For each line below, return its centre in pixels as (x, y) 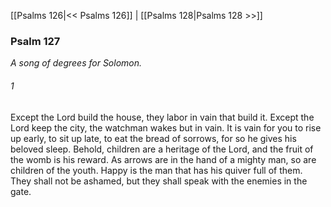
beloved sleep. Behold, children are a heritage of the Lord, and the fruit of (162, 149)
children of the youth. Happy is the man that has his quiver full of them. (156, 170)
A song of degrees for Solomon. (76, 63)
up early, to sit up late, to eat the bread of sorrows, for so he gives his (153, 138)
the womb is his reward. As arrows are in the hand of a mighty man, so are (163, 159)
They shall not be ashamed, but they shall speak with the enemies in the (159, 181)
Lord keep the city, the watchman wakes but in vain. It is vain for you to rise (166, 127)
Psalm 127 (35, 41)
